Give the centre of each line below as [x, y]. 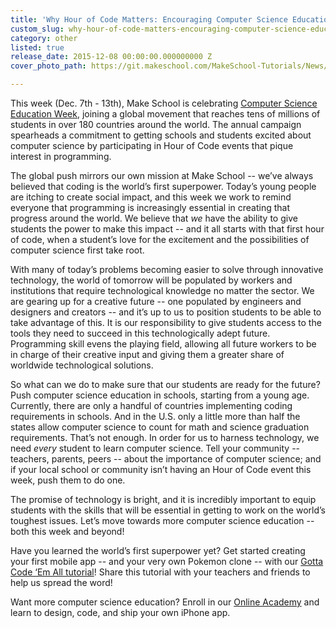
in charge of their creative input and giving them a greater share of [147, 354]
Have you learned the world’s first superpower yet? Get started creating [158, 550]
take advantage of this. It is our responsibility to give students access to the [166, 322]
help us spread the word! [61, 582]
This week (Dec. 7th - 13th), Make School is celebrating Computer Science [164, 103]
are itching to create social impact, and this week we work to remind [151, 197]
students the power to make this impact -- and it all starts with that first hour [167, 229]
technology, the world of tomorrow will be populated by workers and [151, 280]
